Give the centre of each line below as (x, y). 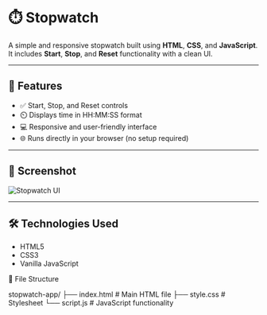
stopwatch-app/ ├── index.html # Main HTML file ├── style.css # (117, 294)
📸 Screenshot (43, 171)
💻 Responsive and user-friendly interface (88, 126)
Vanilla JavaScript (49, 264)
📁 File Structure (34, 279)
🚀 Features (35, 86)
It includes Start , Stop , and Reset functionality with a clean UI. (110, 53)
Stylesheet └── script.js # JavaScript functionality (91, 303)
